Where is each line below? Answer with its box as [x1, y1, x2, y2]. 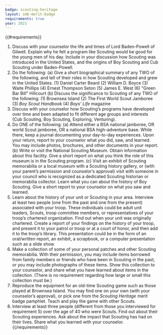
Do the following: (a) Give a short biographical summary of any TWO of [12, 69, 155, 76]
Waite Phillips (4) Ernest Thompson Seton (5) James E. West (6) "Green [12, 85, 156, 91]
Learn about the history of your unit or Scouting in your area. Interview [12, 194, 154, 201]
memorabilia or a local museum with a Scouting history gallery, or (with [12, 163, 155, 169]
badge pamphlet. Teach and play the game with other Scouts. [12, 298, 136, 304]
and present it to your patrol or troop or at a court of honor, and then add [12, 225, 158, 231]
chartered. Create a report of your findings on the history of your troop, [12, 221, 155, 226]
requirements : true [5, 16, 45, 21]
